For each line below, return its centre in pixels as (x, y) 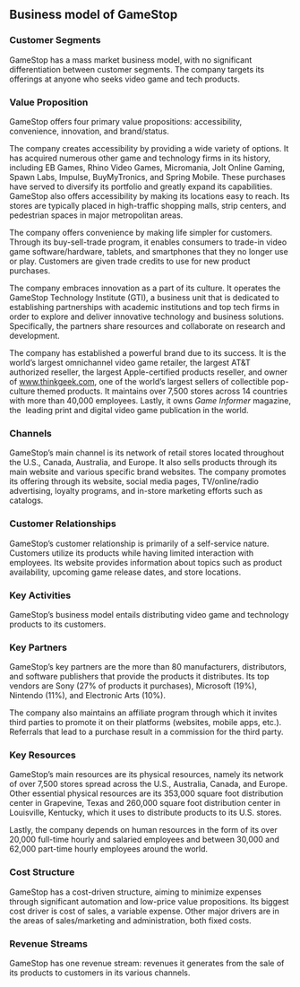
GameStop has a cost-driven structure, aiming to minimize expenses (136, 892)
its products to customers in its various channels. (100, 973)
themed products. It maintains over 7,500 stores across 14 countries (163, 391)
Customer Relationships (63, 524)
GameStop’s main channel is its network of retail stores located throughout (147, 453)
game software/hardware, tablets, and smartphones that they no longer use (149, 251)
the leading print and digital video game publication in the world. (129, 410)
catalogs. (26, 500)
